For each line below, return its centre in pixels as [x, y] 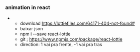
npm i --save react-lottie [45, 34]
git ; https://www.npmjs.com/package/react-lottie [71, 39]
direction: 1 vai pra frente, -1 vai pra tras [61, 45]
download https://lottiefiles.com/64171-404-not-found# [77, 23]
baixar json [31, 29]
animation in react [28, 7]
